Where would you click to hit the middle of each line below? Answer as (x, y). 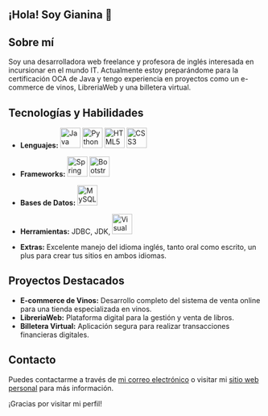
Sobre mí (31, 42)
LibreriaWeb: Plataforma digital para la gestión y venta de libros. (127, 317)
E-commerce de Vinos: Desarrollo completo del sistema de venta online (140, 300)
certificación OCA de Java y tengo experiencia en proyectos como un (124, 79)
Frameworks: (43, 174)
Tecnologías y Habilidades (76, 112)
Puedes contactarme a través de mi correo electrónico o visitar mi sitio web (134, 379)
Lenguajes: (39, 145)
